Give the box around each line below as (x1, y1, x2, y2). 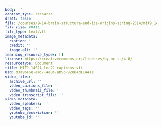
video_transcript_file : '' (9, 92, 64, 97)
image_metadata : (5, 34, 38, 39)
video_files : (5, 74, 31, 79)
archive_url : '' (9, 79, 42, 84)
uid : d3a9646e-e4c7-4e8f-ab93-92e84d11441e (5, 70, 94, 75)
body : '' (5, 7, 23, 12)
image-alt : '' (9, 47, 38, 52)
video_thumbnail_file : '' (9, 88, 62, 93)
